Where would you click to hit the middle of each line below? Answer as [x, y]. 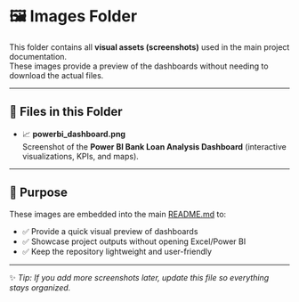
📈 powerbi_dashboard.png [74, 134]
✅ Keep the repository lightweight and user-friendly [117, 251]
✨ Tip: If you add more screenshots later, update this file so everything [139, 277]
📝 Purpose [39, 193]
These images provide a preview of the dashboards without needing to [139, 66]
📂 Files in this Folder [66, 112]
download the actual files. [57, 75]
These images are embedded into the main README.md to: [118, 214]
